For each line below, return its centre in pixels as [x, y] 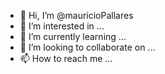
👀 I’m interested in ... [62, 26]
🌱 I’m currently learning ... [73, 36]
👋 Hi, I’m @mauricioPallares [76, 15]
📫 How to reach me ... [66, 58]
